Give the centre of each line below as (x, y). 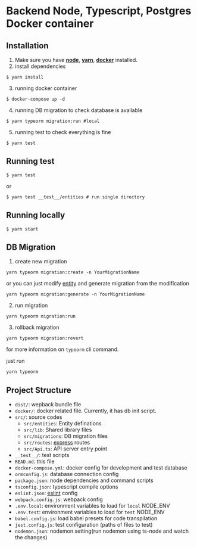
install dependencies (40, 66)
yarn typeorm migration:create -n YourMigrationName (73, 272)
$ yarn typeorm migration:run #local (53, 121)
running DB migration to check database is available (79, 110)
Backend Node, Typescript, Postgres (99, 11)
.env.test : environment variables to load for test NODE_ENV (90, 512)
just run (15, 361)
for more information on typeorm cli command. (62, 349)
